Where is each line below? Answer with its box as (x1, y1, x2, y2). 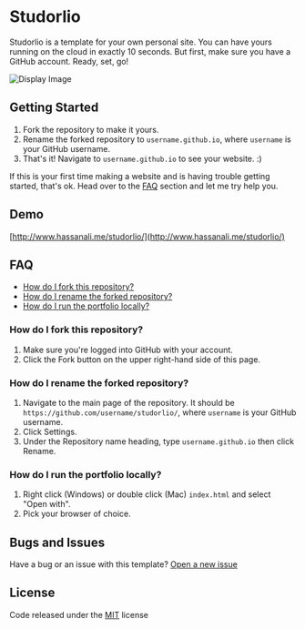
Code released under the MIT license (9, 609, 148, 620)
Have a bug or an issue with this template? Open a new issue (9, 559, 239, 570)
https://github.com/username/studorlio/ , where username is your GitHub (22, 407, 297, 418)
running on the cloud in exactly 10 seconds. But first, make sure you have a (9, 46, 291, 56)
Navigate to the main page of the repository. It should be (22, 397, 235, 408)
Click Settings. (22, 426, 77, 437)
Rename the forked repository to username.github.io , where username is (22, 134, 291, 145)
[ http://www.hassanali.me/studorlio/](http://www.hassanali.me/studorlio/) (9, 230, 285, 242)
